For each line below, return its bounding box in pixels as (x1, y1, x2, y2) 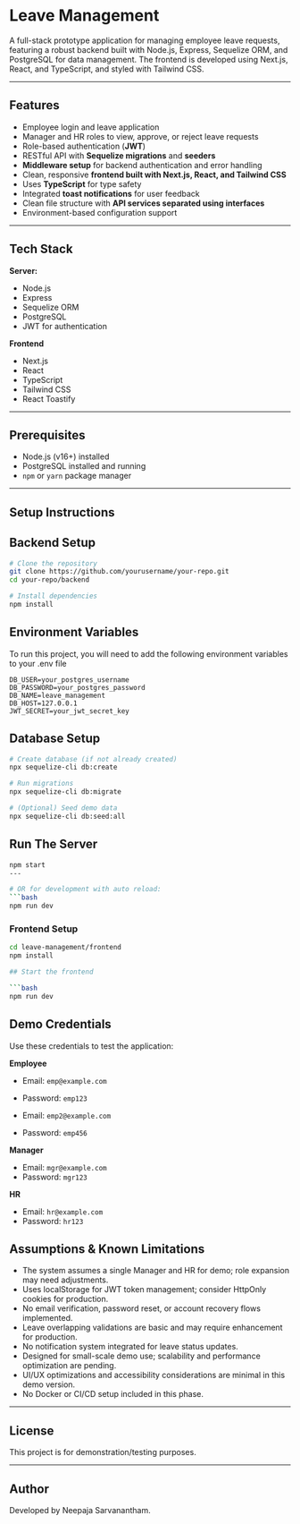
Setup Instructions (9, 505, 115, 520)
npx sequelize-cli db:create (9, 762, 118, 772)
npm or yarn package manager (21, 471, 132, 481)
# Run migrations (9, 779, 74, 788)
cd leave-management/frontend (9, 943, 122, 952)
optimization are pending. (21, 1360, 117, 1371)
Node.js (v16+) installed (21, 451, 110, 462)
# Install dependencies (9, 592, 98, 600)
